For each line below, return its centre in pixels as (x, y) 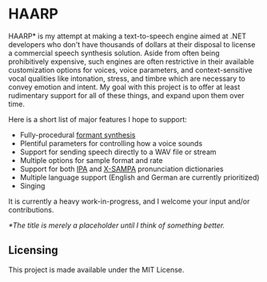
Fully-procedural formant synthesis (78, 135)
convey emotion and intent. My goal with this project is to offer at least (124, 87)
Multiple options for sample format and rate (91, 160)
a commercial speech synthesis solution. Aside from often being (114, 53)
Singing (32, 185)
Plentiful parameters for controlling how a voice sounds (111, 143)
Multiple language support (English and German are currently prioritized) (139, 177)
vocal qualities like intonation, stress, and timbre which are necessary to (127, 78)
